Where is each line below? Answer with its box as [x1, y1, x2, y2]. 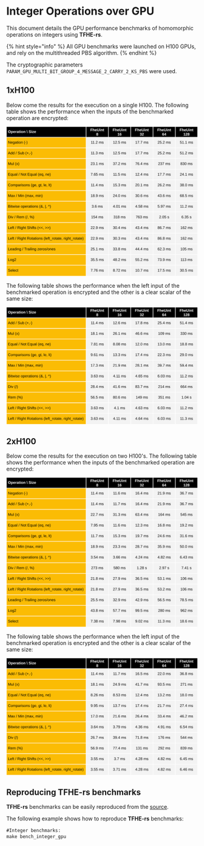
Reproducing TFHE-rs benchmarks [6, 787, 141, 797]
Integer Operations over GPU [6, 4, 155, 18]
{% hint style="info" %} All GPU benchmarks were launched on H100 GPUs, [6, 43, 196, 50]
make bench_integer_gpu [6, 834, 67, 840]
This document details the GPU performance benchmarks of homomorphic [6, 24, 194, 32]
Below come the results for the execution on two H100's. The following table [6, 452, 197, 460]
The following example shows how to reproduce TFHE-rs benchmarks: [6, 815, 184, 822]
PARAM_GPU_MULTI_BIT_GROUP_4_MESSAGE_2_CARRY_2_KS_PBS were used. [6, 67, 177, 74]
